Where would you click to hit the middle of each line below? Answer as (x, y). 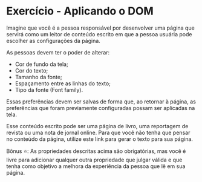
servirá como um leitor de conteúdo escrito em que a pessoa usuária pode (99, 34)
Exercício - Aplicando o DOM (80, 11)
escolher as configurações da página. (54, 41)
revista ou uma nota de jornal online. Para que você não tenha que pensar (98, 132)
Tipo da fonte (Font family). (49, 89)
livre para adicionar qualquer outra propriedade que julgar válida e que (94, 160)
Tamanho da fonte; (38, 77)
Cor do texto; (31, 70)
